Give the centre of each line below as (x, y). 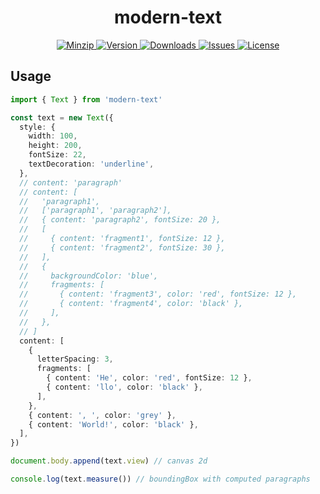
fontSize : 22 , (57, 155)
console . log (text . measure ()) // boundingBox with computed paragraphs (160, 479)
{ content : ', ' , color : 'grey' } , (102, 415)
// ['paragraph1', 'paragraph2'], (95, 211)
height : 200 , (55, 146)
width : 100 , (53, 136)
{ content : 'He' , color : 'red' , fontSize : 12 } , (149, 378)
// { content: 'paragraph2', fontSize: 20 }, (120, 220)
